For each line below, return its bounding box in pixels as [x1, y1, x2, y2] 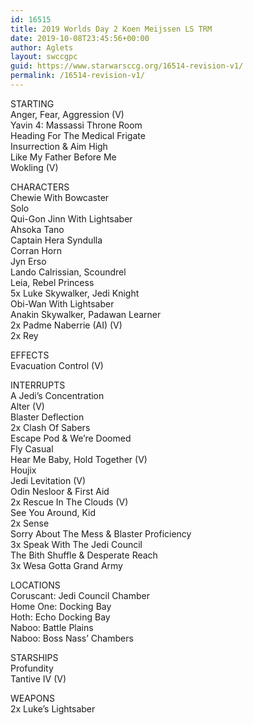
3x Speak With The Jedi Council [10, 538, 143, 550]
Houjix [10, 464, 37, 476]
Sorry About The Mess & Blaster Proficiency [10, 527, 192, 540]
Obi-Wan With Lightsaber [10, 297, 115, 310]
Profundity [10, 662, 54, 674]
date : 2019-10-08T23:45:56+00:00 [10, 33, 150, 43]
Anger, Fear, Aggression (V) [10, 108, 125, 120]
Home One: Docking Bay [10, 600, 112, 612]
